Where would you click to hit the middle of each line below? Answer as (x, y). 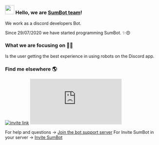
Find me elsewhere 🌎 (31, 69)
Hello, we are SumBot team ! (49, 13)
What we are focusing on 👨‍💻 (39, 45)
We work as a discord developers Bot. (43, 23)
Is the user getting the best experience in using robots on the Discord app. (80, 56)
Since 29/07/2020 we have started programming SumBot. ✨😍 (68, 33)
